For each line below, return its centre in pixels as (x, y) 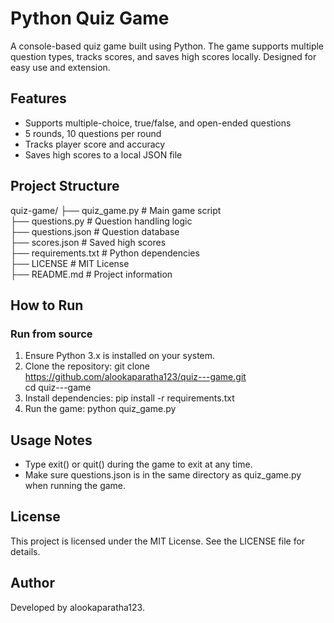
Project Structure (65, 186)
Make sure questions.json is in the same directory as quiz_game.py (163, 475)
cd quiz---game (58, 388)
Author (32, 583)
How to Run (47, 305)
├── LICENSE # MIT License (70, 263)
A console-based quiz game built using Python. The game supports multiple (167, 46)
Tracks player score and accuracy (95, 144)
